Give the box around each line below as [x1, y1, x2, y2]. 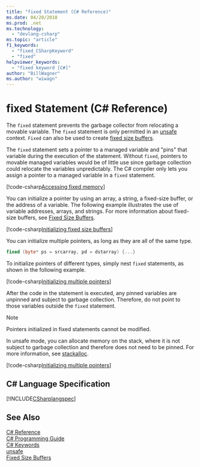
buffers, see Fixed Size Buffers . [17, 214, 95, 221]
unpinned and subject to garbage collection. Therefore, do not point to [6, 296, 181, 303]
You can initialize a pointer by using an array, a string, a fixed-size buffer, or [6, 195, 193, 202]
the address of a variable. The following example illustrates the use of [6, 201, 179, 209]
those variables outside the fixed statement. [6, 302, 116, 310]
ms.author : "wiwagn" [6, 76, 58, 82]
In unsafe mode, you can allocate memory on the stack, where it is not [6, 337, 180, 344]
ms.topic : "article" [6, 37, 58, 43]
